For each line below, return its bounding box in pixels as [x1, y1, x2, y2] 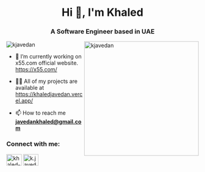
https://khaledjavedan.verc [15, 91, 83, 98]
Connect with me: [6, 140, 60, 148]
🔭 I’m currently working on [15, 53, 82, 60]
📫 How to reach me [15, 109, 66, 116]
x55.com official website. [15, 59, 78, 66]
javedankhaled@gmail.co [15, 118, 82, 126]
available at [15, 84, 45, 91]
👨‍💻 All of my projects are [15, 77, 78, 85]
